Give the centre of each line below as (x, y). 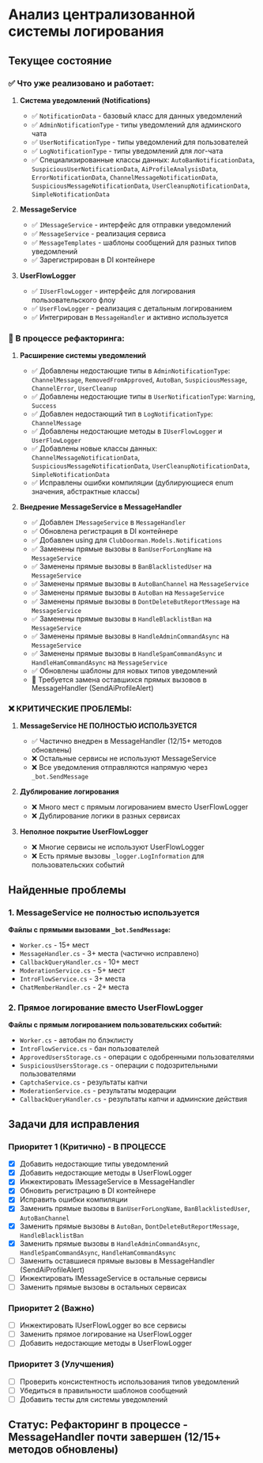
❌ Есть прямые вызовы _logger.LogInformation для (118, 856)
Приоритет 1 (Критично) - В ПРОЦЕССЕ (87, 1146)
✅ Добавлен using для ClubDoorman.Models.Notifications (127, 540)
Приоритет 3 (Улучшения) (61, 1364)
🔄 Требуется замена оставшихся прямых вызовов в (119, 680)
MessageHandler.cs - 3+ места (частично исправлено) (109, 954)
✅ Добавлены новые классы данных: (94, 448)
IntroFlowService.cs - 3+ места (73, 979)
